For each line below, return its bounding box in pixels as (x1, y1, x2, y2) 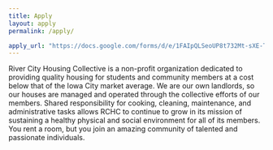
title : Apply (8, 11, 53, 20)
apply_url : (8, 41, 45, 49)
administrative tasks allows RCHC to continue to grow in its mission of (8, 107, 242, 117)
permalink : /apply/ (8, 27, 75, 35)
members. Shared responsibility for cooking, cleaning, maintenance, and (8, 98, 252, 108)
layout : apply (8, 19, 57, 28)
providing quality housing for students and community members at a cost (8, 72, 254, 82)
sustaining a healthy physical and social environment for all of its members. (8, 115, 261, 126)
